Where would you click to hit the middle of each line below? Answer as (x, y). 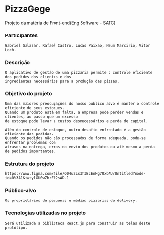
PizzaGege (28, 9)
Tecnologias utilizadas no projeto (45, 213)
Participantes (22, 35)
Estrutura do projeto (29, 164)
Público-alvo (21, 191)
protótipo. (16, 228)
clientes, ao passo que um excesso (41, 117)
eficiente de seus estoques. (35, 108)
